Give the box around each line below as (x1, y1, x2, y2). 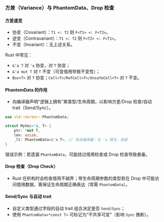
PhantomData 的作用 (5, 87, 47, 93)
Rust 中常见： (5, 52, 33, 58)
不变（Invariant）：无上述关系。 (12, 42, 75, 48)
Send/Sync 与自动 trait (5, 194, 52, 199)
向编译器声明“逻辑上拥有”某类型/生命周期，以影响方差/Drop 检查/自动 (12, 99, 152, 105)
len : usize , (14, 133, 38, 138)
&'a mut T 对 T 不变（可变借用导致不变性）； (12, 69, 100, 75)
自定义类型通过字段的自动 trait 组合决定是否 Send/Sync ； (12, 205, 125, 211)
